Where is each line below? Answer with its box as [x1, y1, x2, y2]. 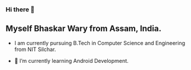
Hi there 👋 [5, 5, 35, 14]
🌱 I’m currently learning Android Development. [14, 57, 129, 64]
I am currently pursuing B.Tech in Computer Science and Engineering [14, 39, 186, 46]
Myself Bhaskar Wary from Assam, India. [5, 24, 162, 34]
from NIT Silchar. [14, 46, 56, 53]
